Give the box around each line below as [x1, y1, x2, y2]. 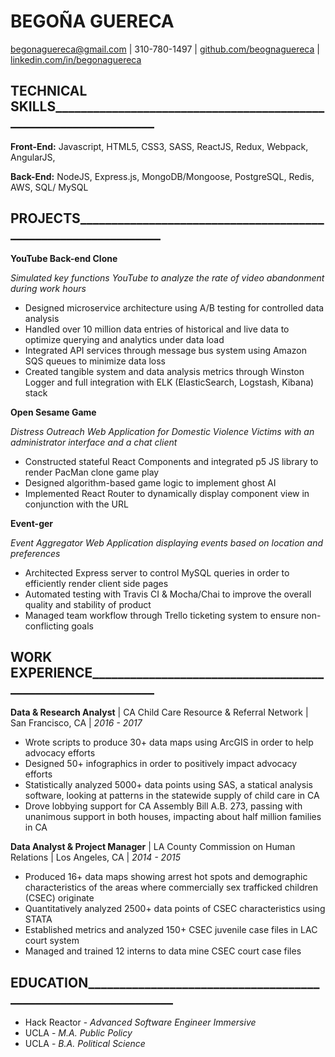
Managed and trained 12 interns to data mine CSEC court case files [24, 945, 302, 957]
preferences [10, 547, 61, 559]
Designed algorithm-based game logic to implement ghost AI [24, 476, 277, 489]
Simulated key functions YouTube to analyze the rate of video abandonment [10, 271, 325, 284]
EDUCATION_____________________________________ [10, 974, 320, 991]
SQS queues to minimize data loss [24, 355, 167, 367]
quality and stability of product [24, 598, 152, 610]
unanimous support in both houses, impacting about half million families [24, 811, 322, 823]
